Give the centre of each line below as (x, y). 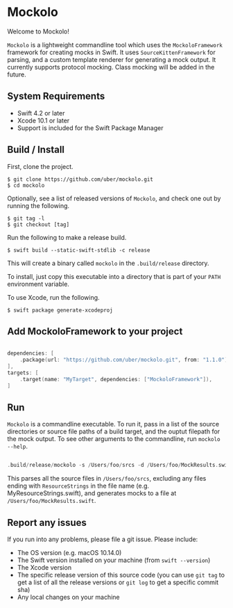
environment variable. (38, 284)
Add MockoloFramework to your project (95, 331)
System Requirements (56, 96)
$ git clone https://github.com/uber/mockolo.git (80, 179)
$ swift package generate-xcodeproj (60, 310)
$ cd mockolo (26, 185)
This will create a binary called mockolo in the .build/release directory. (108, 263)
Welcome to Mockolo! (38, 31)
